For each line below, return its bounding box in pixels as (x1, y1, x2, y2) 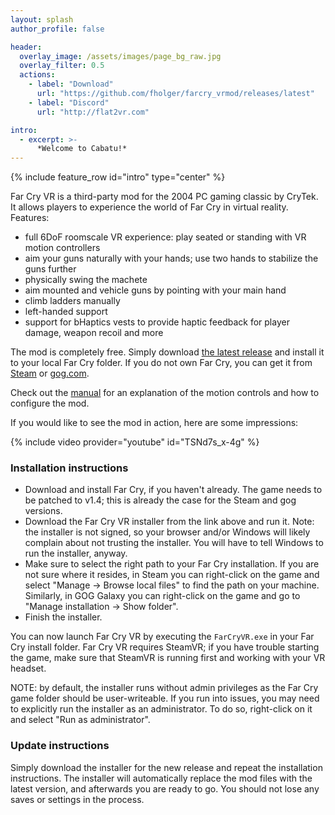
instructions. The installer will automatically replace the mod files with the (10, 772, 313, 784)
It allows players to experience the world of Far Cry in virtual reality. (10, 201, 289, 213)
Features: (10, 212, 50, 224)
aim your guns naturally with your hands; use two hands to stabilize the (24, 252, 319, 265)
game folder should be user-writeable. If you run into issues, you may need (10, 692, 320, 705)
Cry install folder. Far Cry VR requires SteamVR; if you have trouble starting (10, 641, 320, 653)
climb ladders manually (24, 295, 121, 307)
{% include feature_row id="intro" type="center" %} (10, 171, 226, 183)
